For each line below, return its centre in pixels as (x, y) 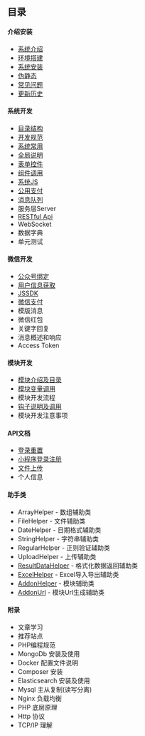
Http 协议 (31, 716)
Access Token (38, 345)
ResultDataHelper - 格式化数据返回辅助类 (78, 566)
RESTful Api (35, 216)
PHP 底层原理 (38, 707)
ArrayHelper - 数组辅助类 (54, 512)
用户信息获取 (36, 285)
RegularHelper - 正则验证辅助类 (64, 548)
